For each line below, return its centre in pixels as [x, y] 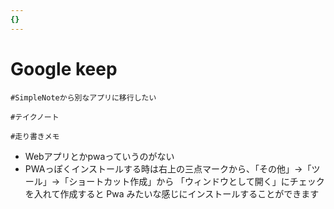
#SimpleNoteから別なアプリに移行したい [83, 97]
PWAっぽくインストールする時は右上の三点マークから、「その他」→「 [168, 168]
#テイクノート [35, 117]
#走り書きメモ [35, 136]
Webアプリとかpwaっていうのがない [99, 156]
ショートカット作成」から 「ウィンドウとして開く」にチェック [196, 181]
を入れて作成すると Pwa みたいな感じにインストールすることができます [172, 193]
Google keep [64, 68]
